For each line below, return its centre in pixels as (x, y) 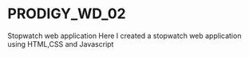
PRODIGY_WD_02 (67, 14)
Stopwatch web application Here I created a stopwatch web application (125, 36)
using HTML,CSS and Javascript (61, 44)
